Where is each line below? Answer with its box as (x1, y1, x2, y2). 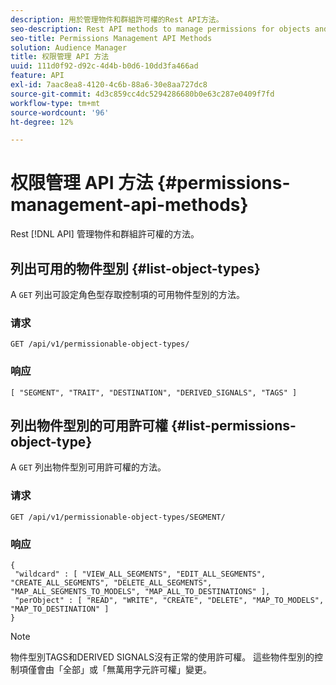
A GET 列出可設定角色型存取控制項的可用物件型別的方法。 (10, 289, 246, 300)
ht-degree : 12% (10, 117, 74, 127)
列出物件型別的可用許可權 (10, 417, 168, 434)
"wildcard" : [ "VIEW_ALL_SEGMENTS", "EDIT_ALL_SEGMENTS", (14, 569, 267, 579)
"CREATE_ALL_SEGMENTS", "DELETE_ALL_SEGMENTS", (10, 578, 213, 588)
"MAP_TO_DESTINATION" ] (10, 604, 110, 614)
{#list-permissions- (170, 417, 297, 434)
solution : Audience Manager (10, 42, 128, 53)
